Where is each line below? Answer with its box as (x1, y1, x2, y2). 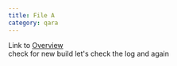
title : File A (8, 11, 56, 20)
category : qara (8, 19, 59, 27)
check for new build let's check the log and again (8, 49, 169, 58)
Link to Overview (8, 40, 63, 49)
